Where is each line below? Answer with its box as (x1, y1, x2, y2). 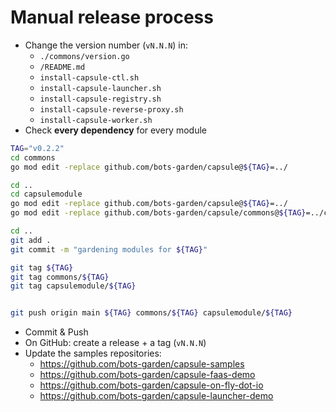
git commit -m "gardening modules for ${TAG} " (10, 244, 208, 255)
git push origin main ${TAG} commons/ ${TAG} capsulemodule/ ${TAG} (10, 308, 293, 318)
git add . (10, 235, 52, 245)
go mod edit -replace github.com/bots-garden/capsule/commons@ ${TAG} (10, 208, 307, 218)
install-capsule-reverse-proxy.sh (39, 104, 184, 115)
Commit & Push (24, 326, 89, 338)
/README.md (39, 62, 86, 72)
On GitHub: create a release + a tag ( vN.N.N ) (24, 337, 207, 349)
